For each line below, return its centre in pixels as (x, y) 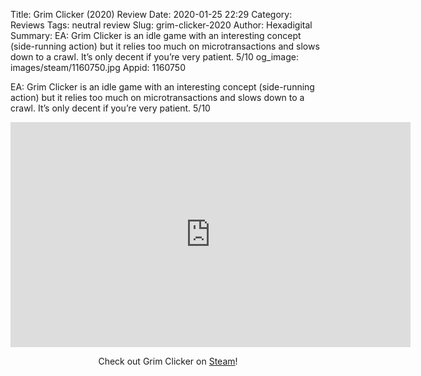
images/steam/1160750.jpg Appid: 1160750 (98, 67)
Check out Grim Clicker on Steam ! (168, 361)
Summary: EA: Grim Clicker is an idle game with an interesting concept (156, 35)
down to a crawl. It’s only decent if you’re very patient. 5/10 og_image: (154, 57)
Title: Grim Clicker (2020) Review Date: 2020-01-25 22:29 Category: (151, 14)
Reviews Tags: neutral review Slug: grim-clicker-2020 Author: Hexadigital (161, 25)
